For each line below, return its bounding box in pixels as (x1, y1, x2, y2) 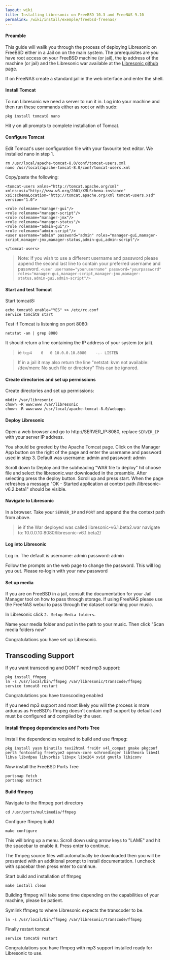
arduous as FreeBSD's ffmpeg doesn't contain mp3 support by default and (5, 708, 161, 714)
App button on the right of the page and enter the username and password (5, 449, 161, 455)
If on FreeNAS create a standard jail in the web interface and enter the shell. (5, 75, 164, 81)
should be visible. (29, 486, 67, 492)
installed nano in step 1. (5, 151, 54, 157)
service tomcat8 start (5, 312, 53, 317)
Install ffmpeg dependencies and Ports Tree (5, 725, 100, 731)
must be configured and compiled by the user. (5, 713, 102, 719)
